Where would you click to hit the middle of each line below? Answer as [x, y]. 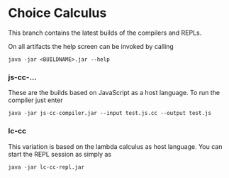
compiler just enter [35, 100]
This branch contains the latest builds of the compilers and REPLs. [105, 33]
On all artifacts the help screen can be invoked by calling [91, 46]
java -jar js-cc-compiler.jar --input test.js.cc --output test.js [110, 113]
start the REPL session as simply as [60, 154]
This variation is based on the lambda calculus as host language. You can [115, 146]
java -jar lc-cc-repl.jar [46, 167]
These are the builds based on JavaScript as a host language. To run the [114, 93]
